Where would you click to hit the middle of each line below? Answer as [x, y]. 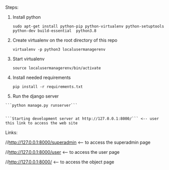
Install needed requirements [42, 77]
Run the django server [36, 96]
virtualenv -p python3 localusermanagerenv [59, 50]
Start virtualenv [29, 59]
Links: [11, 133]
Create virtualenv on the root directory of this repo [65, 40]
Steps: [12, 7]
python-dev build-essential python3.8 [54, 31]
